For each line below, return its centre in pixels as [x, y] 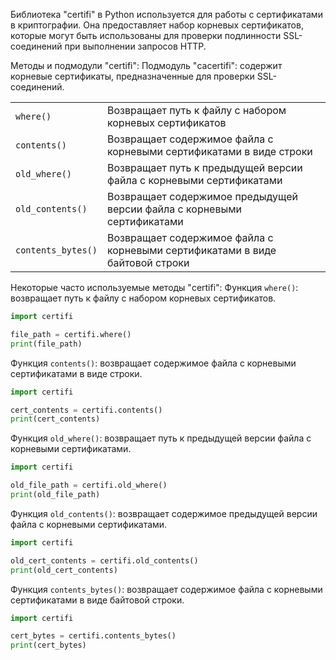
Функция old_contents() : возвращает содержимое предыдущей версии [164, 513]
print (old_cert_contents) [64, 570]
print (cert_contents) [55, 419]
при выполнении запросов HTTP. [135, 46]
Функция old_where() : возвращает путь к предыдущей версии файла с [161, 438]
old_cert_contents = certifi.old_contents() [104, 560]
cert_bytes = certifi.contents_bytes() [93, 636]
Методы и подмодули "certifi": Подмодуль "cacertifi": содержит [146, 65]
